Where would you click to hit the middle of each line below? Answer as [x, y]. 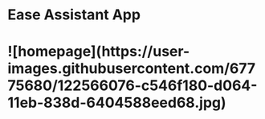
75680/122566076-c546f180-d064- [132, 86]
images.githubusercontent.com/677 [132, 69]
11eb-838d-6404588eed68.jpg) [117, 103]
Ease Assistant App [74, 15]
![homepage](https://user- [99, 52]
